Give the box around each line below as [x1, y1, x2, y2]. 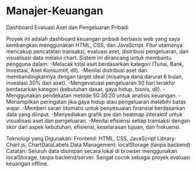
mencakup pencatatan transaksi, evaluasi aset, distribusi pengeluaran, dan [6, 47, 189, 55]
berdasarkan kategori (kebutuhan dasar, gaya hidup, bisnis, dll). [6, 85, 162, 92]
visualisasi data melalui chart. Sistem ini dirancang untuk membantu [6, 54, 172, 61]
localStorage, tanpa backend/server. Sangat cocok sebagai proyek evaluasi [6, 153, 191, 161]
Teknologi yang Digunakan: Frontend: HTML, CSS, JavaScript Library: [6, 134, 176, 142]
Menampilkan [6, 98, 40, 105]
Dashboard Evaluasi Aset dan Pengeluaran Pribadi [6, 24, 129, 31]
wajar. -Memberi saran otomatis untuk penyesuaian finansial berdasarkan [6, 104, 185, 111]
